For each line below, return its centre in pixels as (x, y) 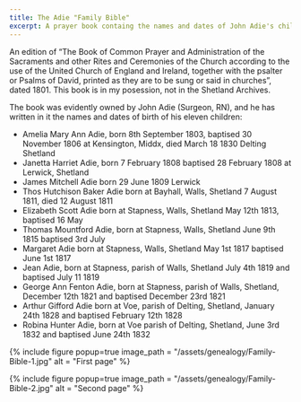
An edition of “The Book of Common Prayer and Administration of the (137, 51)
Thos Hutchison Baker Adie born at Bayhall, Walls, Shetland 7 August (150, 191)
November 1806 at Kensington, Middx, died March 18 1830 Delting (144, 144)
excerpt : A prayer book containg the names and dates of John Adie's (142, 26)
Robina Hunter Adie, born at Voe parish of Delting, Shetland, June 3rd (151, 325)
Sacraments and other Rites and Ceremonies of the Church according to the (150, 61)
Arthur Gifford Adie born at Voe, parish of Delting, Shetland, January (148, 305)
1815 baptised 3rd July (64, 239)
